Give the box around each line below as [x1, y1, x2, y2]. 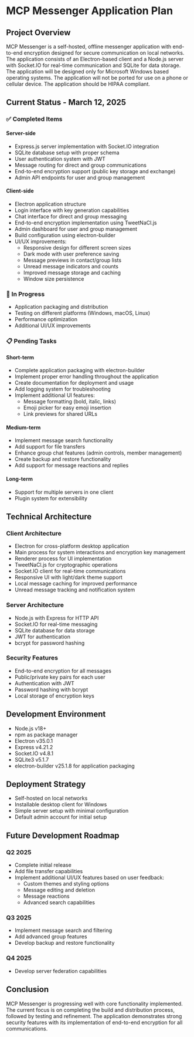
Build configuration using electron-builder [14, 231, 116, 238]
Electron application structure [14, 200, 86, 207]
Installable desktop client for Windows [14, 801, 107, 808]
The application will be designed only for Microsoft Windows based [6, 68, 169, 75]
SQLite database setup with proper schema [14, 149, 120, 156]
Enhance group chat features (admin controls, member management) [14, 449, 182, 456]
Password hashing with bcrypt [14, 686, 89, 693]
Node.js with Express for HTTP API [14, 614, 99, 621]
